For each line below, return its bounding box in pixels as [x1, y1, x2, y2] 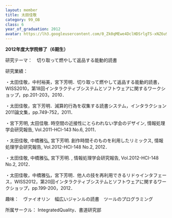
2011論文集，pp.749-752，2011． [5, 109, 76, 115]
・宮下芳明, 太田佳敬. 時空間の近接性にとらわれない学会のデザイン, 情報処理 [5, 120, 165, 126]
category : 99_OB [5, 17, 40, 22]
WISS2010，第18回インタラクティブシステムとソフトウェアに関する [5, 85, 148, 92]
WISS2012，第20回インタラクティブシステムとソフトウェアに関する [14, 178, 158, 185]
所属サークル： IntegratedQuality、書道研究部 [5, 207, 101, 213]
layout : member [5, 7, 38, 13]
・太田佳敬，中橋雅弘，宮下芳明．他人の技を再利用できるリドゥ [5, 172, 140, 178]
